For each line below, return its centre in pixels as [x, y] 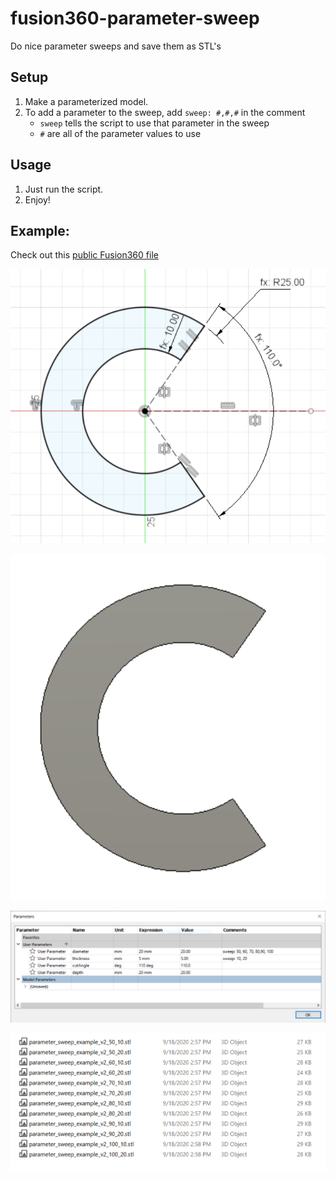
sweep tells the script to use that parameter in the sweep [154, 123]
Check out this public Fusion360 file [84, 255]
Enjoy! [37, 199]
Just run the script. [64, 189]
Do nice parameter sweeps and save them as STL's [116, 46]
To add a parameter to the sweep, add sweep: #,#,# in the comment [165, 112]
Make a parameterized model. [86, 101]
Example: [40, 230]
